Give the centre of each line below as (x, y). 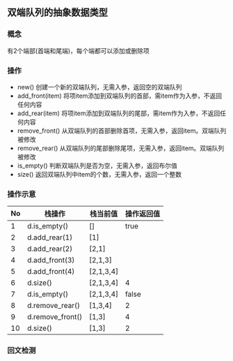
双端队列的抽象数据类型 (57, 13)
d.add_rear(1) (50, 237)
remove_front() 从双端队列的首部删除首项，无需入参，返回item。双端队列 (122, 131)
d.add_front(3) (51, 260)
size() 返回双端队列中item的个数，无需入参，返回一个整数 (99, 174)
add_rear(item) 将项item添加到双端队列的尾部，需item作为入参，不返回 (119, 113)
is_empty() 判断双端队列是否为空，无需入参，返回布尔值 (97, 165)
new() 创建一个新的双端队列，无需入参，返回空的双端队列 (99, 87)
